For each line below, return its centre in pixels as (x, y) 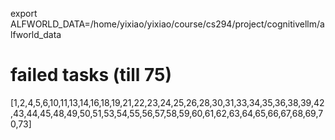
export (24, 13)
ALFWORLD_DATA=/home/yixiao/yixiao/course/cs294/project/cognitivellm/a (167, 24)
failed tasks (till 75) (91, 75)
